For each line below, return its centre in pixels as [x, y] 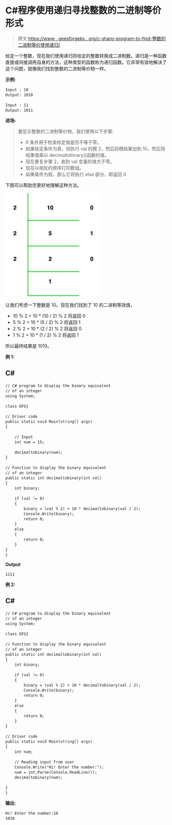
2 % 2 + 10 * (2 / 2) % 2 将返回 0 [47, 328]
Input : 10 [17, 90]
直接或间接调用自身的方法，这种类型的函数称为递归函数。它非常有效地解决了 [86, 62]
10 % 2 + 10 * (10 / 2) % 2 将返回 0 [49, 316]
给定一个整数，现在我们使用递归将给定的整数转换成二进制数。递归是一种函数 [86, 56]
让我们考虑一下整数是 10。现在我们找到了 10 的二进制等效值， [70, 305]
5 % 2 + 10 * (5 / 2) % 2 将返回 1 [47, 322]
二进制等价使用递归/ [39, 45]
